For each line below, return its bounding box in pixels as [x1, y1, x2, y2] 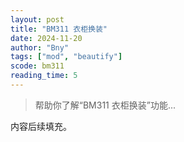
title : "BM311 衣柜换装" [10, 24, 108, 34]
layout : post [10, 14, 65, 25]
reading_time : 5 [10, 71, 78, 81]
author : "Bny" [10, 42, 70, 53]
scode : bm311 [10, 61, 65, 71]
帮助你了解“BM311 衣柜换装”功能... [34, 99, 177, 111]
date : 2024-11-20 [10, 33, 83, 43]
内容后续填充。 [10, 120, 72, 132]
